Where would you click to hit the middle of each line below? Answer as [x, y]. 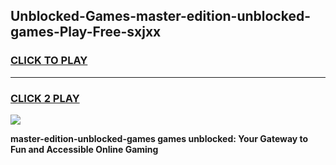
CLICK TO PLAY [49, 61]
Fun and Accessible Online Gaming [84, 149]
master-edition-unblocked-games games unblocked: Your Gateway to [159, 138]
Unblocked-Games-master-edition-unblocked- [161, 16]
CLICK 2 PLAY [45, 98]
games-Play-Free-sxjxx [86, 32]
